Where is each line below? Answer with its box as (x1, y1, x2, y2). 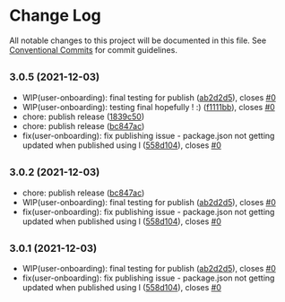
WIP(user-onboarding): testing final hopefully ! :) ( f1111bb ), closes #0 (22, 101, 275, 112)
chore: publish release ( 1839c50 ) (22, 111, 145, 122)
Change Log (9, 5, 101, 26)
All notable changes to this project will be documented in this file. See (9, 35, 267, 46)
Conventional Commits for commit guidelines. (9, 44, 177, 55)
